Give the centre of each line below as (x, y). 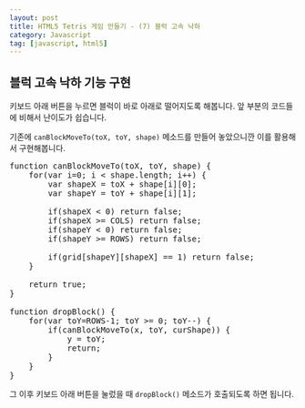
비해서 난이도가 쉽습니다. (63, 117)
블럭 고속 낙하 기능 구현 (71, 82)
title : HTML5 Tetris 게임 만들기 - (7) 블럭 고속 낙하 (105, 26)
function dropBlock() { (62, 312)
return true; (57, 285)
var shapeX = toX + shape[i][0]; (122, 184)
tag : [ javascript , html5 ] (58, 43)
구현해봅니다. (42, 148)
